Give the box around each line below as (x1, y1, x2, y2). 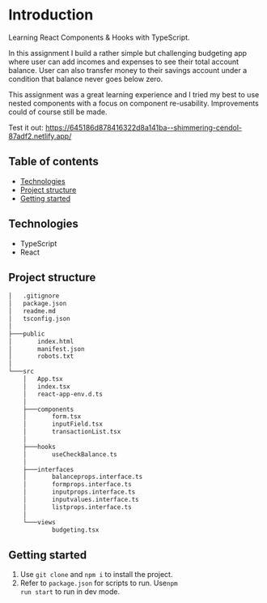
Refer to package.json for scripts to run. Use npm (19, 578, 178, 588)
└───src (8, 367, 35, 376)
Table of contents (8, 155, 99, 169)
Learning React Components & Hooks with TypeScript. (8, 32, 190, 42)
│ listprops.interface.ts (23, 502, 132, 511)
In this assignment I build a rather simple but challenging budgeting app (8, 48, 248, 58)
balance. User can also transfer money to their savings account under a (8, 65, 248, 75)
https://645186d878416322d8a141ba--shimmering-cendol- (45, 122, 243, 132)
